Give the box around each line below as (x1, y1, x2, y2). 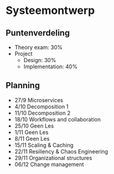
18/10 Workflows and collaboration (14, 115, 101, 123)
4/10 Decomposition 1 (14, 103, 69, 110)
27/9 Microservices (14, 96, 64, 103)
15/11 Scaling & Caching (14, 141, 74, 149)
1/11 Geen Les (14, 128, 49, 136)
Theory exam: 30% (14, 43, 63, 51)
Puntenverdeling (5, 28, 70, 38)
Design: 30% (23, 57, 56, 63)
